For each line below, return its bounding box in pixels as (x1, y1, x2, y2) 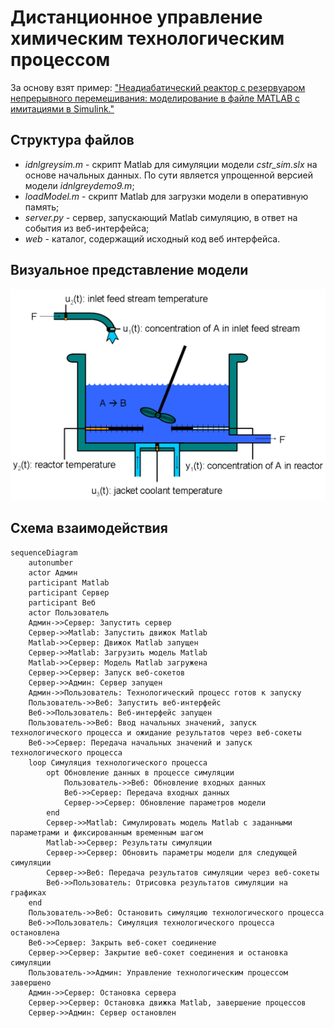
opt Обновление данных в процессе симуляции (46, 767, 235, 778)
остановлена (10, 927, 60, 938)
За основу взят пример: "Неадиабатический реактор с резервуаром (10, 81, 306, 93)
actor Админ (28, 567, 78, 578)
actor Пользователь (28, 607, 110, 618)
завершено (10, 977, 52, 988)
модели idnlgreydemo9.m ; (24, 179, 135, 191)
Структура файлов (10, 132, 135, 149)
